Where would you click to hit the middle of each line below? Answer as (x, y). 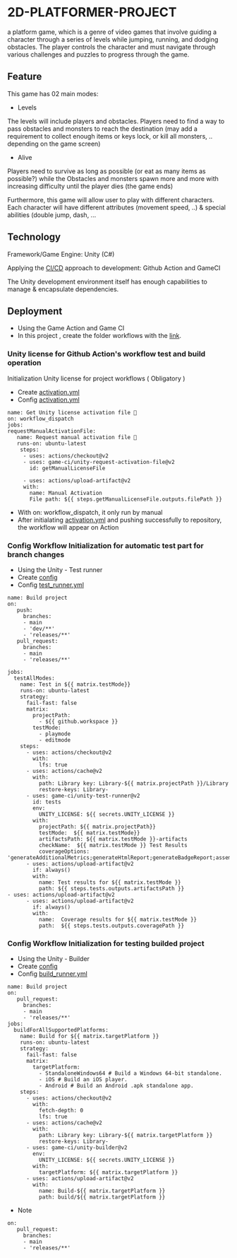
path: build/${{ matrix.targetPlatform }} (102, 1197)
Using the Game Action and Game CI (71, 328)
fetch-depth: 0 (61, 1111)
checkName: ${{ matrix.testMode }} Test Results (113, 845)
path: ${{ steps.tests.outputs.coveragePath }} (111, 926)
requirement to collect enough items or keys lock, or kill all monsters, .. (110, 136)
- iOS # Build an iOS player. (83, 1080)
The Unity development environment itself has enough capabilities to (108, 281)
